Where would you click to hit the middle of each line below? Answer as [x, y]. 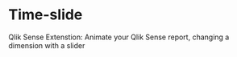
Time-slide [46, 15]
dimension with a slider [47, 45]
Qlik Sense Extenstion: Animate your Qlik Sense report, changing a [119, 37]
